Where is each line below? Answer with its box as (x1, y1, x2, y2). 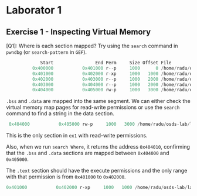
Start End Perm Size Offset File (40, 60, 172, 66)
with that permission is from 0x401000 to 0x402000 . (6, 173, 126, 180)
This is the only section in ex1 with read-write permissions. (6, 132, 148, 139)
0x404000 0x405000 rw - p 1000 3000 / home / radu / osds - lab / (8, 121, 191, 128)
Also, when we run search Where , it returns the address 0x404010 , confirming (6, 143, 191, 150)
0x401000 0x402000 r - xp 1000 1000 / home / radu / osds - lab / (6, 185, 188, 191)
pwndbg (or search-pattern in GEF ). (6, 49, 87, 56)
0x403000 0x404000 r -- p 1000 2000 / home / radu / (32, 81, 191, 88)
